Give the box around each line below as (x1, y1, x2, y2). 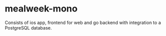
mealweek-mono (5, 3, 78, 14)
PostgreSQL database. (5, 24, 52, 30)
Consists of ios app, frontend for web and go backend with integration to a (5, 19, 161, 25)
